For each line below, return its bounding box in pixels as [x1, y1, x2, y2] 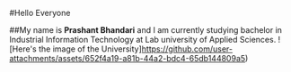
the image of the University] [39, 44, 142, 54]
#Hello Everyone [9, 8, 71, 18]
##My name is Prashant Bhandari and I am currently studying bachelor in [9, 25, 283, 35]
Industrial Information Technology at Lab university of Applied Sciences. [9, 35, 277, 44]
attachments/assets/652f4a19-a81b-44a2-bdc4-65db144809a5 [9, 53, 246, 63]
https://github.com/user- [141, 44, 234, 54]
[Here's [9, 44, 38, 54]
